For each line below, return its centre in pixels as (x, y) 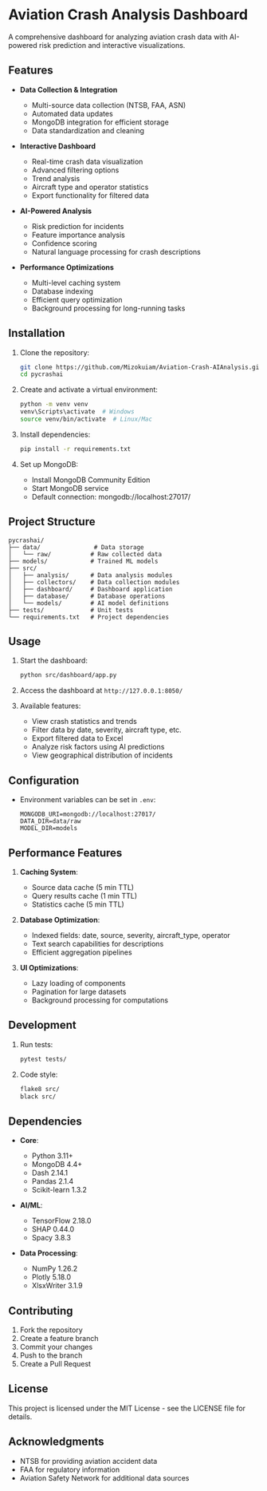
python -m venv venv (54, 405)
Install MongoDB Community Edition (91, 480)
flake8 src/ (39, 1089)
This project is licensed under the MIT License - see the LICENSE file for (127, 1408)
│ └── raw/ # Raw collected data (85, 554)
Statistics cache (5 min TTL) (78, 904)
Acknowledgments (57, 1442)
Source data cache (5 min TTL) (82, 887)
